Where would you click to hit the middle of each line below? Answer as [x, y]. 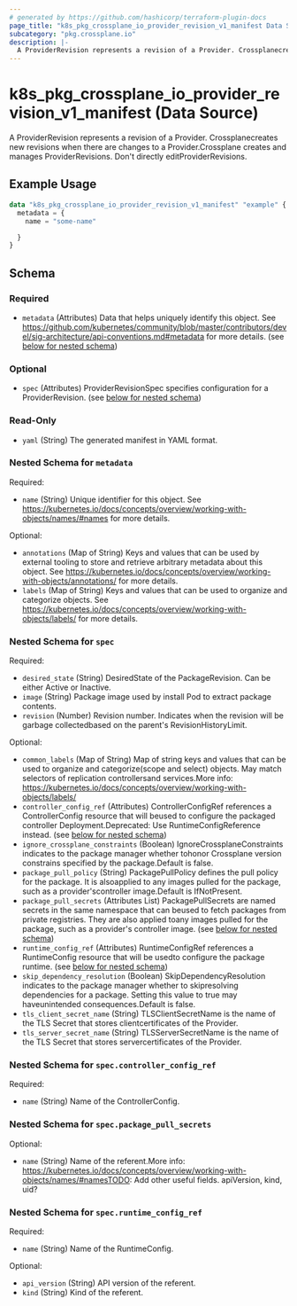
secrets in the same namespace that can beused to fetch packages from [154, 911]
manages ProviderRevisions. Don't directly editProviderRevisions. [128, 157]
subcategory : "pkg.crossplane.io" [73, 34]
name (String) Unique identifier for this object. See [111, 499]
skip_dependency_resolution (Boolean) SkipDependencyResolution [144, 976]
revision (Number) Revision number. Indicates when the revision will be [153, 716]
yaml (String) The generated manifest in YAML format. [120, 440]
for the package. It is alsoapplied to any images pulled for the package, [151, 882]
